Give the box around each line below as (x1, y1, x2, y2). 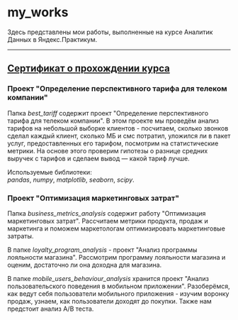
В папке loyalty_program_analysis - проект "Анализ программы (7, 245, 198, 254)
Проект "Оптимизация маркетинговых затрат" (7, 193, 179, 203)
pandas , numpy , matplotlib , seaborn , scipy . (7, 175, 135, 184)
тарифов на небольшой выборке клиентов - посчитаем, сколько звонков (7, 123, 229, 132)
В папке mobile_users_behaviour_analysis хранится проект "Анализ (7, 274, 209, 282)
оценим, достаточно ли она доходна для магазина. (7, 260, 162, 269)
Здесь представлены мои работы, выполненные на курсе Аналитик (7, 28, 213, 36)
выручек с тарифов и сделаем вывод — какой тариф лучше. (7, 154, 190, 162)
